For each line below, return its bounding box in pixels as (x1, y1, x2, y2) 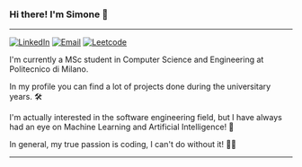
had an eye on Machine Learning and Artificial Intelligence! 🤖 (9, 121, 235, 133)
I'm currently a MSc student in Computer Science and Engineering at (9, 54, 264, 66)
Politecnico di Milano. (9, 64, 89, 75)
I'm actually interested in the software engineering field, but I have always (9, 112, 283, 123)
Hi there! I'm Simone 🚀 (9, 8, 109, 21)
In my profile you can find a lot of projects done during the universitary (9, 81, 271, 92)
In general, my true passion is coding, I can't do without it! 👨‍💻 (9, 139, 236, 150)
